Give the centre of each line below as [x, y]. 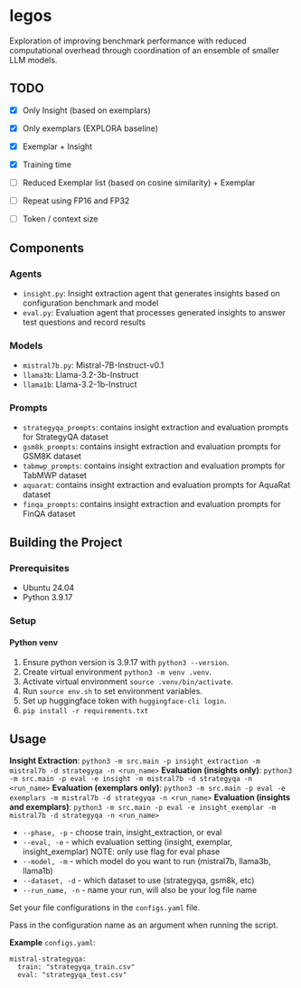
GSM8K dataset [52, 456]
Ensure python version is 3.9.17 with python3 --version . [126, 663]
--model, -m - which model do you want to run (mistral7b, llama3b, [146, 861]
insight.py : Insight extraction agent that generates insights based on [151, 293]
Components [47, 248]
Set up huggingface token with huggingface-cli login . [124, 701]
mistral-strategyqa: [48, 959]
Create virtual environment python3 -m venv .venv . [117, 672]
